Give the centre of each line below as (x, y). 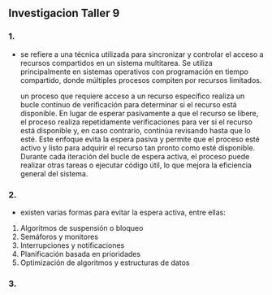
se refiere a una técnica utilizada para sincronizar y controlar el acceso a (142, 54)
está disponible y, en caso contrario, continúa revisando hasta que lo (135, 130)
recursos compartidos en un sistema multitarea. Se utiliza (116, 63)
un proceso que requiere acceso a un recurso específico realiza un (132, 96)
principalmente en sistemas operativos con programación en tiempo (134, 72)
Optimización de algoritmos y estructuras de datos (105, 262)
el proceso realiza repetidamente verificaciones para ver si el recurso (136, 122)
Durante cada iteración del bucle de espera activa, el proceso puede (135, 156)
